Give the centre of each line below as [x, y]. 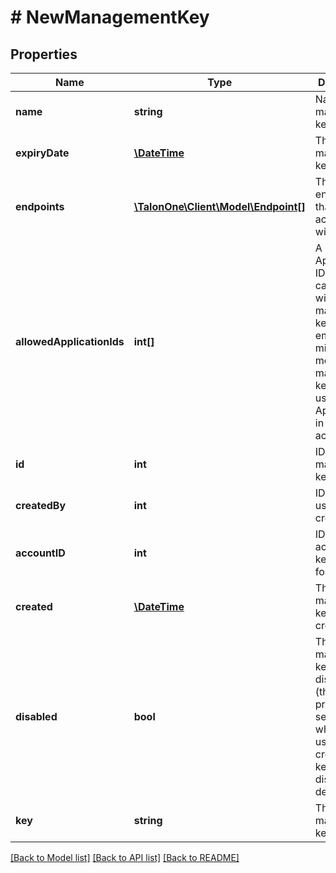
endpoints [40, 206]
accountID [40, 553]
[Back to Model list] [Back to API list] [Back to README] [125, 857]
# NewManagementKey [110, 17]
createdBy [41, 505]
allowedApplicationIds [70, 341]
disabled [36, 716]
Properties [44, 54]
